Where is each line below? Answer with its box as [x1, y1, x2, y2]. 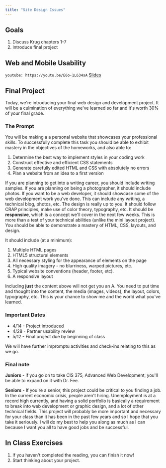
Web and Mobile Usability [5, 58, 86, 67]
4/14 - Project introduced [12, 323, 64, 329]
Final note [5, 361, 30, 368]
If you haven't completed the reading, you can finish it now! [12, 452, 134, 458]
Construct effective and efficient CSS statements [12, 160, 113, 166]
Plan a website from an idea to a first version [12, 170, 104, 176]
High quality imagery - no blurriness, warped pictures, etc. [12, 263, 133, 269]
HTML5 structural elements [12, 252, 69, 258]
